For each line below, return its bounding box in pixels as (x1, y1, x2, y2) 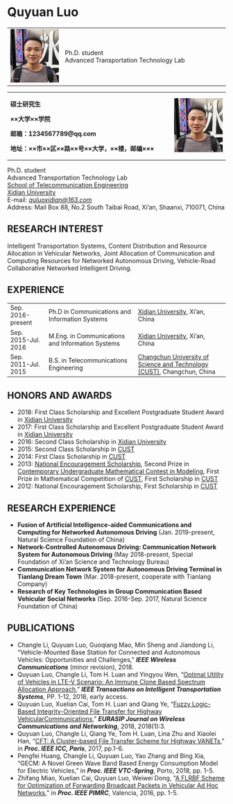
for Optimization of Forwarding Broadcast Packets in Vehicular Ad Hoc (17, 781, 218, 789)
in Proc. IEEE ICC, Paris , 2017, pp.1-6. (17, 744, 124, 752)
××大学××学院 (10, 114, 51, 123)
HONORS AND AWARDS (7, 389, 112, 401)
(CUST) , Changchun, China (137, 367, 216, 376)
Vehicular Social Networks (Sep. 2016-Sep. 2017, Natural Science (17, 594, 207, 603)
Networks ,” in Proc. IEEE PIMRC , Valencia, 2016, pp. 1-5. (17, 788, 179, 797)
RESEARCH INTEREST (7, 223, 104, 235)
